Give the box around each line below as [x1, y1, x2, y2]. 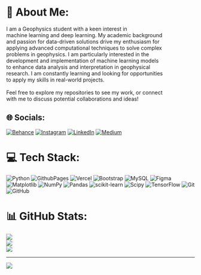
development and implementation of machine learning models [6, 57, 159, 64]
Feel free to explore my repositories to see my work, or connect [6, 89, 163, 96]
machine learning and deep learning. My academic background [6, 31, 163, 38]
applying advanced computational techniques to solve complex [6, 44, 163, 52]
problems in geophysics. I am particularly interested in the [6, 50, 150, 58]
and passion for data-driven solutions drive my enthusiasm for [6, 38, 160, 45]
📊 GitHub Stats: [6, 209, 88, 223]
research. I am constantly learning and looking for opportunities [6, 69, 163, 77]
